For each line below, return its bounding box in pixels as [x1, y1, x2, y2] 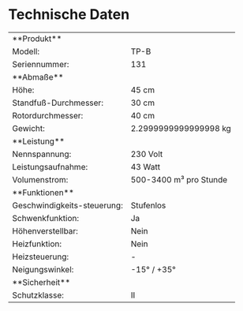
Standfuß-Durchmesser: [12, 97, 104, 108]
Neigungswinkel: [12, 264, 74, 275]
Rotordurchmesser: [12, 110, 84, 121]
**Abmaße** [12, 71, 64, 82]
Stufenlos [130, 200, 166, 211]
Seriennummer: [12, 58, 69, 69]
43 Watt [130, 161, 160, 172]
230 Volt [130, 148, 163, 159]
